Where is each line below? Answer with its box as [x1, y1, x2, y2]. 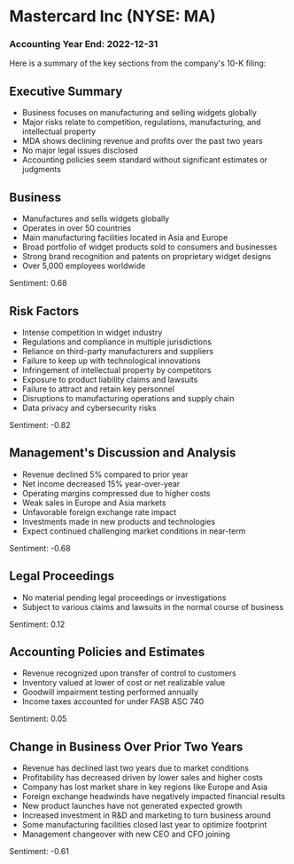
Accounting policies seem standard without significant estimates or [21, 155, 268, 165]
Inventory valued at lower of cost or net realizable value [21, 678, 226, 688]
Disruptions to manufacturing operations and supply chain [21, 392, 235, 403]
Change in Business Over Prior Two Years [9, 739, 244, 754]
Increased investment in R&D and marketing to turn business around [21, 810, 272, 820]
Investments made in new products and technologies [21, 516, 215, 527]
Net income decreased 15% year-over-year [21, 478, 181, 489]
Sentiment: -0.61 [9, 846, 69, 857]
